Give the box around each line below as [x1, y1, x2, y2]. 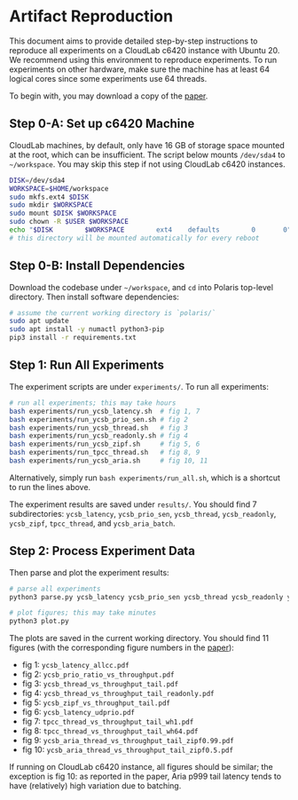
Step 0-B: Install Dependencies [9, 258, 185, 273]
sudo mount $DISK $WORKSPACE [9, 209, 117, 218]
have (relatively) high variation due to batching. [9, 780, 182, 791]
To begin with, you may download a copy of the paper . [9, 91, 208, 101]
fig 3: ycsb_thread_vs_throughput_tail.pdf [21, 678, 179, 689]
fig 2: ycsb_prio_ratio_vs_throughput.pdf [21, 669, 175, 680]
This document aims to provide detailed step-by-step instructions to [9, 36, 259, 46]
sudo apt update [9, 317, 69, 326]
